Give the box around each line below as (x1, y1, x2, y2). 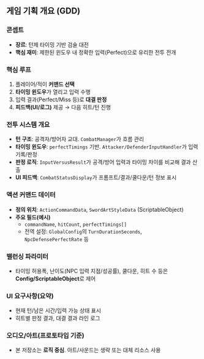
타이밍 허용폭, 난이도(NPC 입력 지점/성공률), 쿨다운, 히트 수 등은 (15, 267, 168, 274)
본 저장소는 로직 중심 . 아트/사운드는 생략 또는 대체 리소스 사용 (15, 346, 161, 354)
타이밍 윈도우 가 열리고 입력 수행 (15, 88, 91, 95)
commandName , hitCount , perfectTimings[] (24, 220, 127, 228)
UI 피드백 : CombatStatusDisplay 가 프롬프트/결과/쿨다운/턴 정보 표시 (15, 174, 177, 181)
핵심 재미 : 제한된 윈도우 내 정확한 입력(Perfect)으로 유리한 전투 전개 (15, 48, 176, 56)
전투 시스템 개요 (6, 120, 50, 129)
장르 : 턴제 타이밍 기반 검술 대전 (15, 41, 89, 48)
